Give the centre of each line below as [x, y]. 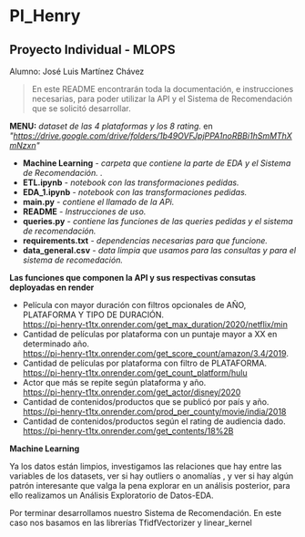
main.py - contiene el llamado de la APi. [98, 202]
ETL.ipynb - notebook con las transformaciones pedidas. [131, 182]
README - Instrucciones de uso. [84, 212]
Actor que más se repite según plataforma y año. [114, 382]
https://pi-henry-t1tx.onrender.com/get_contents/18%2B [128, 431]
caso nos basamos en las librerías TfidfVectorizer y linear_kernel [131, 522]
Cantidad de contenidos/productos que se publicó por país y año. [146, 402]
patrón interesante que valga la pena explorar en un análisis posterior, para [150, 485]
